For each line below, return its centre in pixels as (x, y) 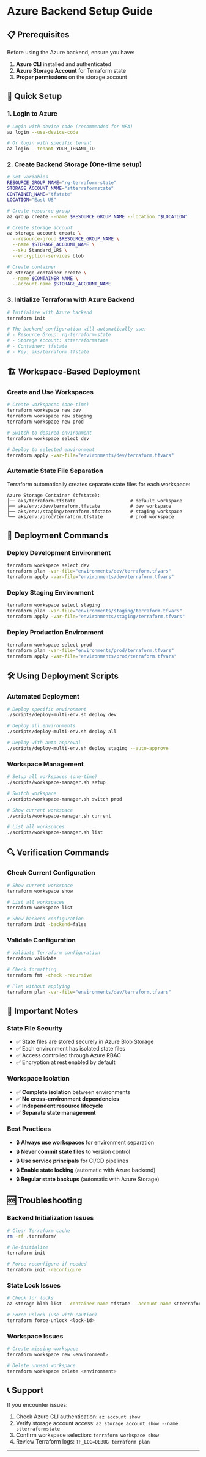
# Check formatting (32, 970)
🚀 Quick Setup (35, 96)
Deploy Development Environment (59, 553)
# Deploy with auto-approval (44, 743)
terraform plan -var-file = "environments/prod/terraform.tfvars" (90, 651)
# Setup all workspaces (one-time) (52, 777)
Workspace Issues (35, 1336)
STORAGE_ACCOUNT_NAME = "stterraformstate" (61, 189)
